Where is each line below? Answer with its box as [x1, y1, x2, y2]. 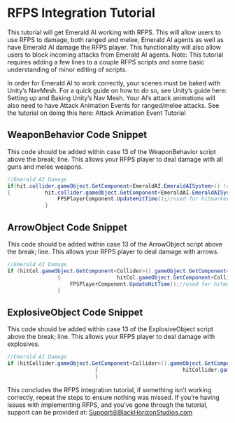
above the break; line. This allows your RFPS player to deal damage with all [7, 155, 224, 163]
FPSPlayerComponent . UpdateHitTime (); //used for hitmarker [57, 195, 230, 202]
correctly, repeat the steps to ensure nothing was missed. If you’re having [7, 393, 220, 401]
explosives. [7, 340, 40, 348]
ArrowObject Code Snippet [7, 221, 127, 233]
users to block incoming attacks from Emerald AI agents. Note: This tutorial [7, 50, 224, 59]
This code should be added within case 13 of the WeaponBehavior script [7, 147, 217, 155]
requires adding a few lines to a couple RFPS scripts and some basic [7, 57, 205, 66]
